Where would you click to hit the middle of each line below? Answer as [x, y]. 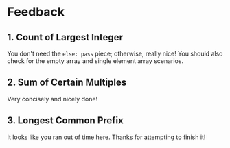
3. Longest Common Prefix [65, 121]
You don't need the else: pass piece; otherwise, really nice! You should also [115, 53]
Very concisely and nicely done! [53, 99]
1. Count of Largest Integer [65, 37]
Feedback [36, 12]
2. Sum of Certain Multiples [67, 83]
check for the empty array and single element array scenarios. [95, 61]
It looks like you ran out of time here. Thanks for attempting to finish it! [106, 137]
